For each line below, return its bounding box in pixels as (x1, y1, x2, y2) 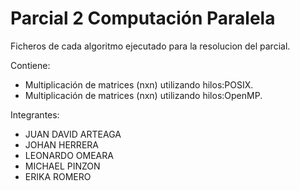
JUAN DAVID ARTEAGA (24, 128, 122, 140)
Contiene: (10, 59, 51, 71)
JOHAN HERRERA (24, 138, 99, 151)
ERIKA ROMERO (24, 170, 92, 182)
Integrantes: (10, 108, 60, 121)
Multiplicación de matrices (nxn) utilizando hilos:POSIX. (24, 78, 254, 91)
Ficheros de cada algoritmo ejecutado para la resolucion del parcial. (10, 40, 291, 52)
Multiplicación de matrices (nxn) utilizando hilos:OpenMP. (24, 89, 263, 101)
